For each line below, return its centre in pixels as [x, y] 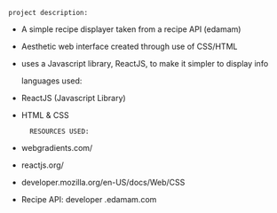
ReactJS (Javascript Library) [73, 98]
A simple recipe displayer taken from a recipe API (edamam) [131, 29]
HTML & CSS [45, 115]
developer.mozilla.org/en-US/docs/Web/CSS [103, 182]
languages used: [51, 81]
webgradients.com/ [57, 148]
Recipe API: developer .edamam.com [89, 199]
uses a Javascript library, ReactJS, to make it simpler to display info [145, 63]
